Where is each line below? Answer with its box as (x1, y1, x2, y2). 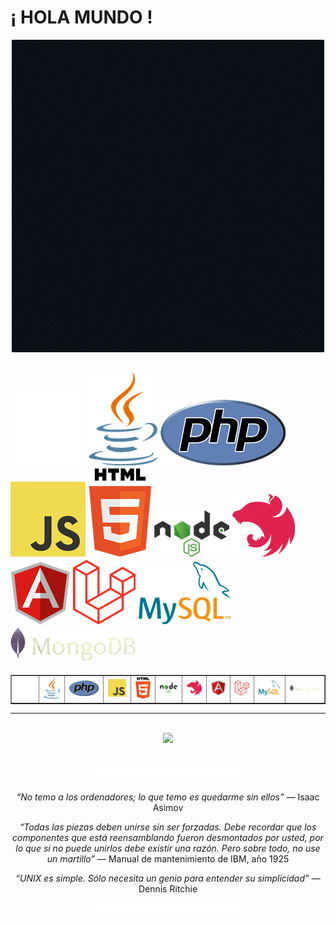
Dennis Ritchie (138, 882, 198, 895)
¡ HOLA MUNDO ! (10, 6, 153, 29)
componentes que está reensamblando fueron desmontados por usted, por (12, 831, 324, 843)
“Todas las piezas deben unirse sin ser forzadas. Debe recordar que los (19, 821, 317, 833)
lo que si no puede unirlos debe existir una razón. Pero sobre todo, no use (15, 842, 321, 854)
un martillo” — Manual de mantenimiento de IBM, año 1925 (46, 852, 290, 865)
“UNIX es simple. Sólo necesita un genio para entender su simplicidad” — (15, 872, 321, 884)
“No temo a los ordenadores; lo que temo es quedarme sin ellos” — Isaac (16, 791, 320, 803)
